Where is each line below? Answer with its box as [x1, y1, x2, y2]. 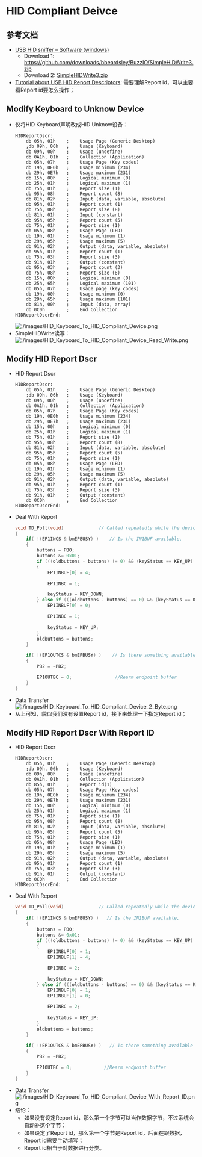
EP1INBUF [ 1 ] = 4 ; [47, 954, 91, 961]
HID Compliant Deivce [6, 4, 118, 18]
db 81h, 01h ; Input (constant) [26, 212, 123, 218]
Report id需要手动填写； [23, 1137, 84, 1144]
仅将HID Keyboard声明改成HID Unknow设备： [14, 120, 128, 128]
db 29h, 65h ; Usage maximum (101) [26, 296, 131, 302]
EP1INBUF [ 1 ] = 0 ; [47, 993, 91, 999]
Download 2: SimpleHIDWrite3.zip [23, 72, 108, 79]
